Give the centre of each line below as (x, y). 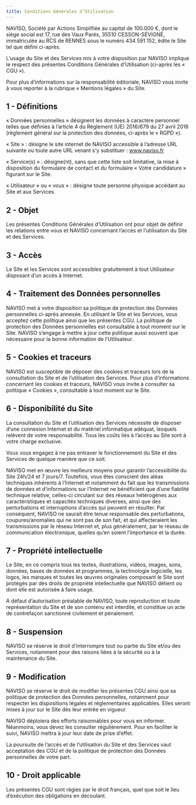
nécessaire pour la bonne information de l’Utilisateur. (70, 339)
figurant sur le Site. (29, 174)
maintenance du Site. (32, 658)
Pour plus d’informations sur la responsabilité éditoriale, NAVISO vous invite (97, 82)
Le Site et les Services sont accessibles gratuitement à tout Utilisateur (90, 269)
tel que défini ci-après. (33, 47)
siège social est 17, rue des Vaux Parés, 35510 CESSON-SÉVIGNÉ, (85, 34)
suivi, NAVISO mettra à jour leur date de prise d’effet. (70, 733)
